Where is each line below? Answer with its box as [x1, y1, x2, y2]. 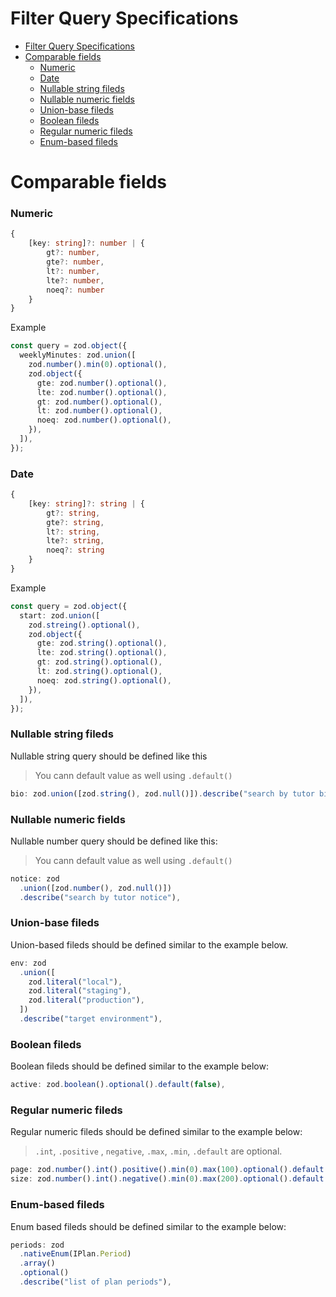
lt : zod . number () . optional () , [36, 406, 163, 416]
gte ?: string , [46, 517, 105, 527]
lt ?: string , [46, 527, 101, 537]
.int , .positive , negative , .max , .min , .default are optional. [34, 1145, 283, 1157]
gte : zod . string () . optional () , [36, 638, 168, 649]
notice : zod [10, 873, 60, 884]
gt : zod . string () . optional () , [36, 657, 163, 667]
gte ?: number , [46, 257, 105, 267]
